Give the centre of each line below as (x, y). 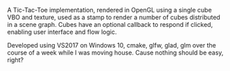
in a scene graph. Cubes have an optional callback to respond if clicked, (110, 24)
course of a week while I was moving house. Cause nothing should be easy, (115, 52)
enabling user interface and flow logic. (62, 32)
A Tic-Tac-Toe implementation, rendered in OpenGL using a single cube (110, 10)
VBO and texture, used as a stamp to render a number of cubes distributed (114, 17)
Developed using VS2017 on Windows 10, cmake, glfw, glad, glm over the (112, 45)
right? (16, 60)
